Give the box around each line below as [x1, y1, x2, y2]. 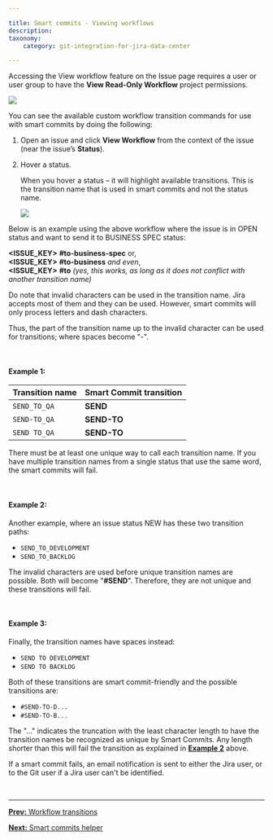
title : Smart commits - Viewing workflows [8, 19, 154, 27]
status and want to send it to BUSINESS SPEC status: [8, 233, 186, 243]
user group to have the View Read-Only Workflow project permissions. [8, 80, 249, 90]
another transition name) [8, 275, 92, 284]
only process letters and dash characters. [8, 307, 148, 318]
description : [8, 26, 53, 35]
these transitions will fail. [8, 584, 92, 594]
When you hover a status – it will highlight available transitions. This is [19, 176, 254, 186]
